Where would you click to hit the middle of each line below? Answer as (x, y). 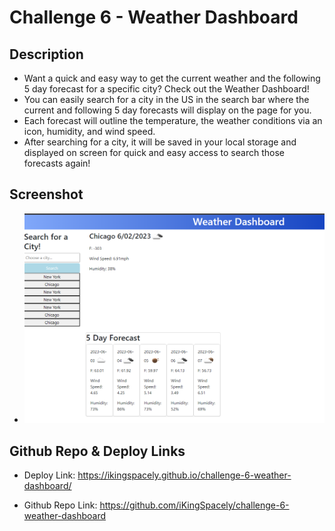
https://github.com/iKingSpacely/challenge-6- (194, 505)
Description (46, 54)
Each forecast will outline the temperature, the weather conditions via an (173, 120)
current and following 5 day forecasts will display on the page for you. (167, 110)
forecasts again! (57, 163)
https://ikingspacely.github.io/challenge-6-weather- (184, 475)
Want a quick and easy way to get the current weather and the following (172, 78)
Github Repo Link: (60, 505)
